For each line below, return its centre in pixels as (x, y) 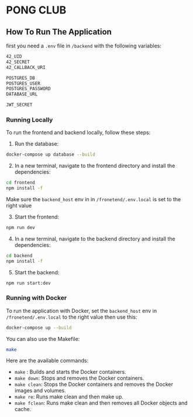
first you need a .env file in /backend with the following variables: (84, 46)
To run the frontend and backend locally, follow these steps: (78, 133)
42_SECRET (18, 62)
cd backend (19, 256)
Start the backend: (37, 272)
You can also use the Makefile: (43, 339)
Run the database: (37, 144)
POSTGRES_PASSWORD (28, 89)
